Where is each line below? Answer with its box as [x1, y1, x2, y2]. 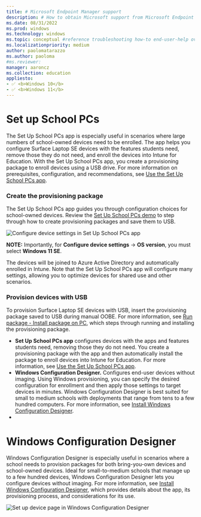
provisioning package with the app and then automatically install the [14, 350, 183, 357]
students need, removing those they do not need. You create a [14, 343, 169, 351]
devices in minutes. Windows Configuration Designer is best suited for [14, 388, 189, 396]
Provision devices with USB [6, 293, 88, 302]
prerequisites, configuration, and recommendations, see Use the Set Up [6, 170, 184, 177]
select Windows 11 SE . [6, 248, 62, 255]
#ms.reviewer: [6, 59, 42, 65]
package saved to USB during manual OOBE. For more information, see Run [6, 313, 193, 320]
